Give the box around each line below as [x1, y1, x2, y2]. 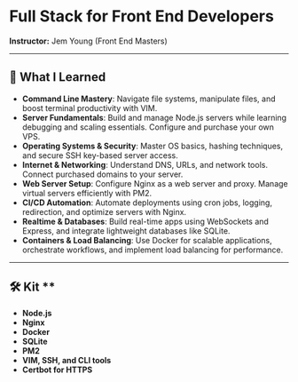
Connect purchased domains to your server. [21, 169, 184, 179]
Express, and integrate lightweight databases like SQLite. [21, 225, 231, 236]
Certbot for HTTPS [21, 364, 93, 375]
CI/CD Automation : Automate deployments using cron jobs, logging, [21, 197, 273, 208]
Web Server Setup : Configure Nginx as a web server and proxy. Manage [21, 178, 288, 188]
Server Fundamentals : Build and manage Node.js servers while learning [21, 112, 286, 123]
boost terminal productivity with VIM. [21, 102, 158, 113]
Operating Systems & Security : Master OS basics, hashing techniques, [21, 140, 284, 151]
